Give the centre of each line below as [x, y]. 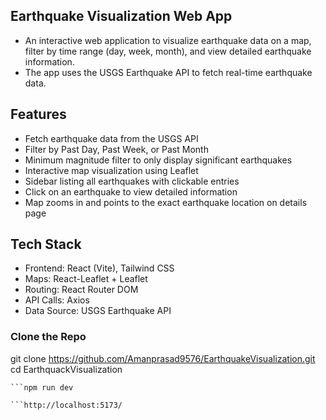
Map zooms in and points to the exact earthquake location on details [166, 202]
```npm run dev [42, 387]
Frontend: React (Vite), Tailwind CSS [99, 268]
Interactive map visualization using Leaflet [111, 170]
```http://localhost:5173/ [66, 405]
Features [38, 114]
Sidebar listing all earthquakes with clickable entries [132, 181]
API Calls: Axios [57, 300]
